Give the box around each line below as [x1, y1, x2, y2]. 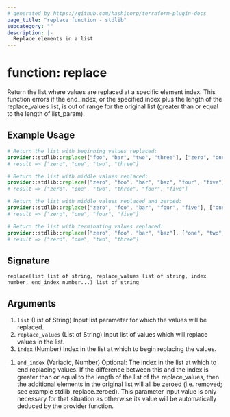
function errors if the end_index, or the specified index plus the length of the [7, 95, 222, 104]
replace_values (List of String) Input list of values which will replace [16, 331, 208, 338]
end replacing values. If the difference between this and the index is [16, 366, 209, 374]
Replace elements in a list [13, 36, 94, 43]
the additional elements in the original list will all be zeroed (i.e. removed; [16, 380, 222, 388]
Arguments [7, 298, 57, 309]
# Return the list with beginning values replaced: [7, 147, 157, 154]
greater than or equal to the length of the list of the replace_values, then [16, 373, 220, 381]
